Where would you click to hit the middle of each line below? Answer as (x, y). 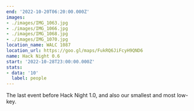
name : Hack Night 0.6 (33, 56)
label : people (29, 78)
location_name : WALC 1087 (38, 45)
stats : (14, 67)
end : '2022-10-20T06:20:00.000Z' (48, 12)
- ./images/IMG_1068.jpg (37, 34)
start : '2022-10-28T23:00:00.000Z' (51, 61)
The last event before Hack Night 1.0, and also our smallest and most (91, 95)
